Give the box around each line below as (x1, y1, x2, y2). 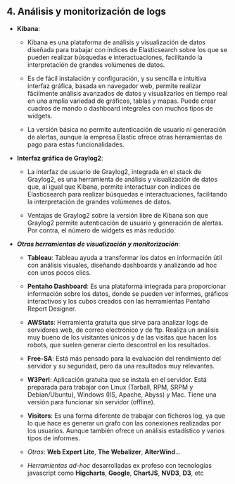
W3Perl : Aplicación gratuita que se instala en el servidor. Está (27, 375, 207, 383)
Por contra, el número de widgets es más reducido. (27, 225, 177, 235)
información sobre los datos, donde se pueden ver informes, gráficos (27, 289, 229, 298)
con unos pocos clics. (27, 268, 91, 277)
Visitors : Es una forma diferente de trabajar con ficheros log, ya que (27, 411, 226, 420)
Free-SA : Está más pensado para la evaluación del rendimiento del (27, 354, 221, 362)
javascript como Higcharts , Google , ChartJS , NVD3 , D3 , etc (27, 469, 204, 477)
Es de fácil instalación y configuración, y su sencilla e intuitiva (27, 74, 207, 82)
